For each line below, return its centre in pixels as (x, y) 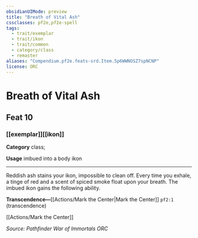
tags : (13, 28)
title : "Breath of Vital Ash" (43, 17)
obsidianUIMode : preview (37, 12)
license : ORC (22, 66)
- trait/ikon (27, 39)
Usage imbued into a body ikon (44, 159)
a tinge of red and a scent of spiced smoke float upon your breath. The (92, 182)
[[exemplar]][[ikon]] (35, 134)
